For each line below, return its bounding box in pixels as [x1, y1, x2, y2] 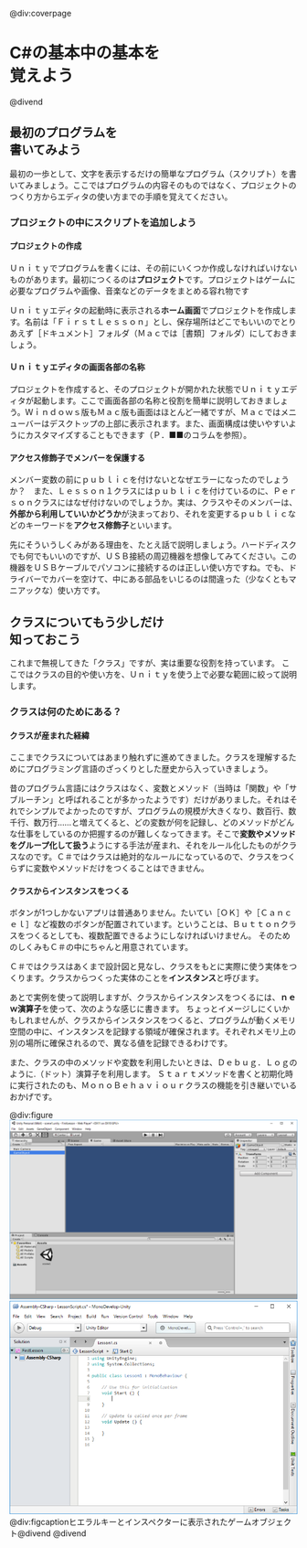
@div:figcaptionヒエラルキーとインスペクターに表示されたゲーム [9, 1517, 252, 1528]
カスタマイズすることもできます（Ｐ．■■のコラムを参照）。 [25, 430, 252, 441]
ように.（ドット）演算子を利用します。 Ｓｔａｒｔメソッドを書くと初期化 [9, 1069, 286, 1080]
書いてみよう [9, 142, 82, 158]
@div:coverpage [9, 8, 72, 18]
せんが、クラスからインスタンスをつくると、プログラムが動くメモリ [40, 1015, 297, 1026]
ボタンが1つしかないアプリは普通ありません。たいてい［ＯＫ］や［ [9, 907, 260, 918]
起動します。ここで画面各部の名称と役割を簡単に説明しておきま [33, 395, 272, 406]
